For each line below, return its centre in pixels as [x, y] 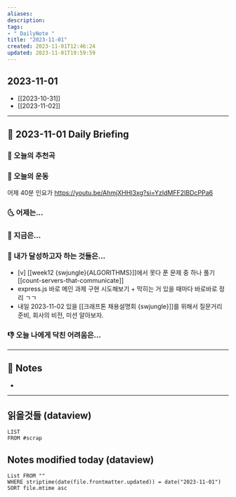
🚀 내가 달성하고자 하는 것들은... [57, 256]
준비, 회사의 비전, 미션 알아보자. [60, 315]
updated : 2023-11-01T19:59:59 [52, 53]
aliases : [20, 14]
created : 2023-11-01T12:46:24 [52, 46]
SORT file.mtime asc [38, 489]
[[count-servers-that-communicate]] [71, 281]
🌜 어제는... [25, 213]
